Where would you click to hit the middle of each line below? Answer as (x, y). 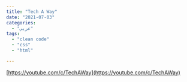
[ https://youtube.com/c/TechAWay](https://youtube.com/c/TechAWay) (93, 72)
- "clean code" (31, 39)
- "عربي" (22, 28)
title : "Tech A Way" (32, 12)
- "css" (21, 45)
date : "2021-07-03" (31, 17)
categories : (21, 23)
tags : (13, 34)
